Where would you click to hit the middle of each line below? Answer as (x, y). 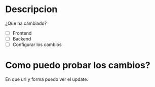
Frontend (22, 33)
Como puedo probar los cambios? (78, 66)
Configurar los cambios (37, 45)
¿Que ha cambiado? (26, 23)
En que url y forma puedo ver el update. (47, 79)
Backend (22, 39)
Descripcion (31, 9)
